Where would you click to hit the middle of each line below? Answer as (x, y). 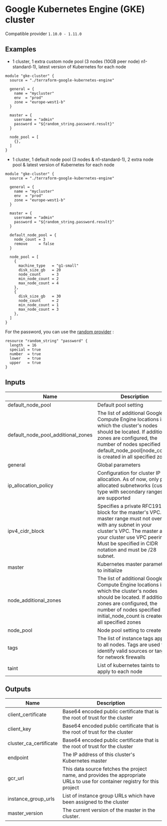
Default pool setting (120, 405)
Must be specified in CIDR (127, 543)
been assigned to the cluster (96, 802)
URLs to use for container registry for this (111, 782)
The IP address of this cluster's (99, 755)
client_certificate (27, 715)
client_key (19, 729)
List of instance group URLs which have (109, 796)
